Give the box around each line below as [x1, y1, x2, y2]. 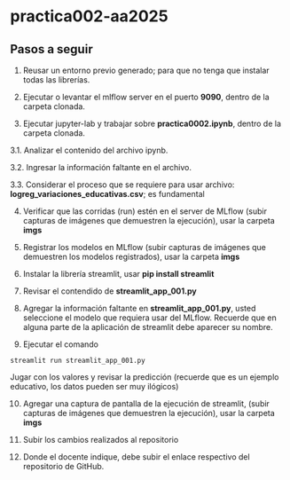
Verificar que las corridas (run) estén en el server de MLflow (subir [22, 206, 268, 216]
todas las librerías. [22, 75, 90, 85]
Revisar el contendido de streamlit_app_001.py [22, 286, 198, 296]
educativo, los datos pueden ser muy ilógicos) [10, 382, 179, 391]
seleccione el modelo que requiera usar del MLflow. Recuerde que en [22, 312, 278, 323]
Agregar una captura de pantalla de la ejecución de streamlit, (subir [22, 398, 270, 409]
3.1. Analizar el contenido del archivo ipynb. [10, 145, 169, 155]
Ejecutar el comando [22, 339, 99, 350]
